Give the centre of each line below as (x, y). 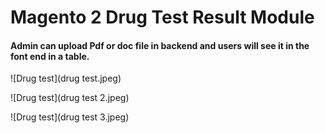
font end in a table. (50, 56)
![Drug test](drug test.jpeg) (66, 78)
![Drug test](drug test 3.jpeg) (70, 117)
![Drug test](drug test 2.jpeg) (70, 98)
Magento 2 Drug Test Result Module (162, 17)
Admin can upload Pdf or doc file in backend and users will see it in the (160, 45)
